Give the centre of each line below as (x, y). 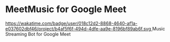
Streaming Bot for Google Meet (38, 34)
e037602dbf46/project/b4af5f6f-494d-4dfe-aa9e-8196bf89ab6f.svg (78, 28)
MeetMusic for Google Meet (66, 9)
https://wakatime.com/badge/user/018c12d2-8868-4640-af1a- (71, 23)
